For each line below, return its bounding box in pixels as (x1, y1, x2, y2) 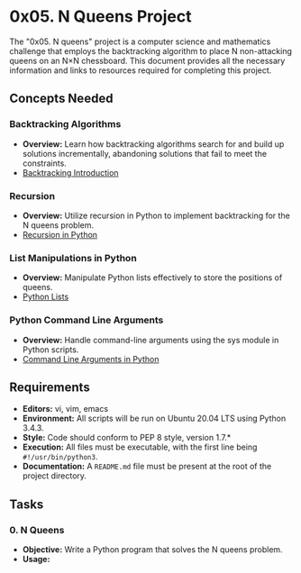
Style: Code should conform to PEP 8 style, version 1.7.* (22, 432, 232, 443)
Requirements (9, 379, 90, 395)
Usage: (22, 554, 50, 565)
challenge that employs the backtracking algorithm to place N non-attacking (9, 45, 293, 56)
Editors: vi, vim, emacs (22, 404, 109, 414)
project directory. (22, 470, 87, 481)
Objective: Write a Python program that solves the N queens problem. (22, 544, 283, 555)
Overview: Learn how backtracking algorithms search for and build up (22, 138, 285, 150)
